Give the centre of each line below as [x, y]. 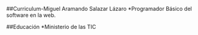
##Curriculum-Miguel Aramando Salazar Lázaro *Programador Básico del [99, 9]
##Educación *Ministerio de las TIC [51, 27]
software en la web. [31, 15]
